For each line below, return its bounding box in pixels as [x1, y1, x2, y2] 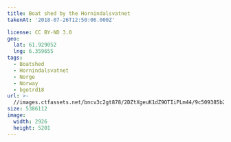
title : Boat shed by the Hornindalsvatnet [7, 10, 131, 17]
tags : [7, 54, 23, 62]
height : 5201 [13, 124, 51, 131]
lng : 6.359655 [13, 48, 54, 55]
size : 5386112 [7, 106, 48, 113]
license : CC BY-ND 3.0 [7, 29, 72, 36]
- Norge [13, 73, 36, 80]
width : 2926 [13, 118, 48, 125]
